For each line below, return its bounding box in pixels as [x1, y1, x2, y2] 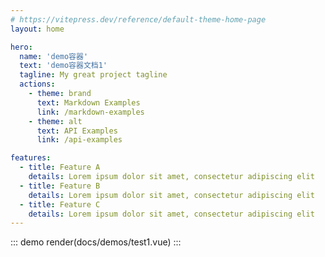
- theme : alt [28, 116, 83, 126]
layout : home [10, 24, 65, 34]
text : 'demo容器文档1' [19, 61, 108, 71]
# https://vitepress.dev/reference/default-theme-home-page [10, 14, 267, 25]
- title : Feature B [19, 181, 101, 191]
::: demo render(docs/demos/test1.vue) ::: [10, 236, 182, 248]
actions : [19, 79, 56, 90]
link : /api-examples [36, 135, 123, 145]
